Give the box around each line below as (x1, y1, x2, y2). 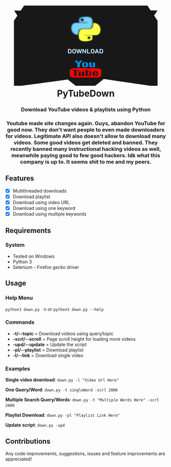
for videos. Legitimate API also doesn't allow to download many (5, 133, 166, 140)
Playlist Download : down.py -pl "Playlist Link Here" (5, 412, 120, 418)
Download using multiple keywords (12, 211, 87, 217)
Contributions (5, 437, 51, 445)
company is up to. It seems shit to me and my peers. (20, 159, 152, 166)
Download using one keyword (12, 205, 76, 211)
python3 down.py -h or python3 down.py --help (5, 306, 104, 312)
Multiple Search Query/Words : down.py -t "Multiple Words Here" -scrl (5, 397, 159, 403)
